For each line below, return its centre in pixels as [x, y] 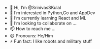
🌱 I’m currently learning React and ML [48, 18]
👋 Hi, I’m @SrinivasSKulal [35, 8]
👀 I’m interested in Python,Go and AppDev [52, 13]
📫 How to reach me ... [33, 29]
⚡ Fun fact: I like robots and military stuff [51, 41]
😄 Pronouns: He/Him [31, 36]
